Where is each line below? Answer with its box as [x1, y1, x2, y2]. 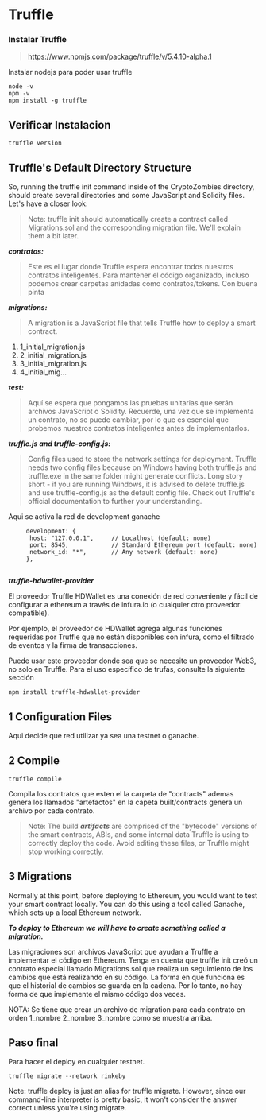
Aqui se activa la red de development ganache [8, 512, 160, 521]
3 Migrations [8, 870, 73, 883]
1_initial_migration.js [19, 342, 86, 351]
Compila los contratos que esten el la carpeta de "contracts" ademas [8, 789, 234, 798]
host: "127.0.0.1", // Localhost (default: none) [29, 534, 212, 542]
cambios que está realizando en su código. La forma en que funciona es [8, 972, 245, 982]
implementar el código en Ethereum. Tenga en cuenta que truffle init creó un [8, 955, 258, 965]
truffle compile [8, 775, 62, 783]
